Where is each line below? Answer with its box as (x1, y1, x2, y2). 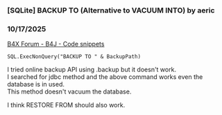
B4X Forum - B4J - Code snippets (7, 40, 105, 48)
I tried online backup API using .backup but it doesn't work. (7, 65, 177, 74)
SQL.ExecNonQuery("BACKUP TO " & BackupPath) (7, 53, 141, 60)
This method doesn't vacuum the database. (7, 87, 132, 96)
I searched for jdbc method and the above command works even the (7, 73, 203, 81)
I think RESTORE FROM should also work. (7, 101, 126, 109)
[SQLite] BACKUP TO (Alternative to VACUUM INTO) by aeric (7, 6, 215, 15)
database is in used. (7, 80, 65, 89)
